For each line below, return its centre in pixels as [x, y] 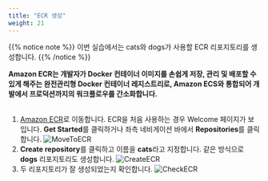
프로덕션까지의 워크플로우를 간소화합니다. [93, 93]
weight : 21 [26, 23]
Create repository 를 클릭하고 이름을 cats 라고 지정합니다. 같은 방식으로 [132, 149]
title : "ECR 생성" [37, 16]
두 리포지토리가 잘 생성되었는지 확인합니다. [86, 169]
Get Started [63, 129]
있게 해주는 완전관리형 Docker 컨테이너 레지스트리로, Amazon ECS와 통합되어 [130, 84]
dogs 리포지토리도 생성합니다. [67, 159]
